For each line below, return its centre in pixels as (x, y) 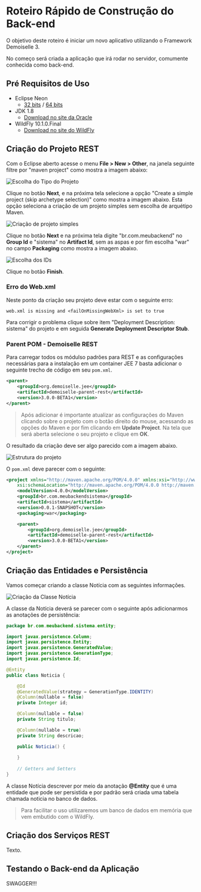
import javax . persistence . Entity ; (49, 642)
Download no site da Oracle (58, 117)
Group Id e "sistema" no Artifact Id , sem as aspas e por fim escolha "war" (98, 242)
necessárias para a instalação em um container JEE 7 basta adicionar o (94, 364)
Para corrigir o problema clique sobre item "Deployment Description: (91, 322)
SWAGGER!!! (22, 883)
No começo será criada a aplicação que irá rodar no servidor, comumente (97, 58)
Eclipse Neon (31, 98)
